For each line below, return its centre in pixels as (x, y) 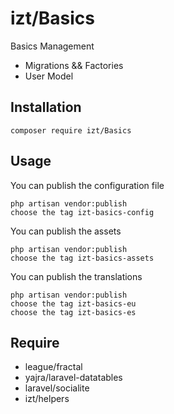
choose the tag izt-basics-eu (73, 303)
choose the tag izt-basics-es (73, 312)
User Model (49, 76)
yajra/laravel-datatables (73, 378)
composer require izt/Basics (71, 130)
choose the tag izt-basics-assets (82, 258)
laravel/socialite (57, 388)
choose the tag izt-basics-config (82, 212)
